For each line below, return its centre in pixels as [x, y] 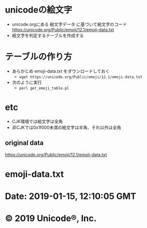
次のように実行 [27, 82]
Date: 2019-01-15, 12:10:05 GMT [71, 196]
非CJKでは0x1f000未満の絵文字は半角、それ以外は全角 [67, 127]
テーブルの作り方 [39, 57]
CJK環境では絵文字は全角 [37, 121]
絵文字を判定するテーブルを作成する [48, 35]
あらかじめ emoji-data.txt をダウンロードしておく [61, 71]
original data [24, 143]
